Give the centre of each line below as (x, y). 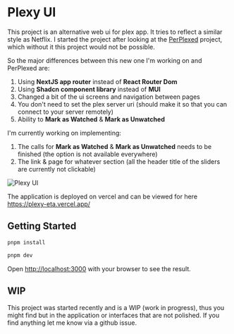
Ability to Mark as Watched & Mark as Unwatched (91, 119)
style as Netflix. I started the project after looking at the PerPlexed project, (115, 39)
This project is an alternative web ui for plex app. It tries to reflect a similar (115, 32)
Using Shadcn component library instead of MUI (89, 89)
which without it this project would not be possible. (81, 47)
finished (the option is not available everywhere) (87, 154)
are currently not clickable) (57, 169)
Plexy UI (32, 12)
